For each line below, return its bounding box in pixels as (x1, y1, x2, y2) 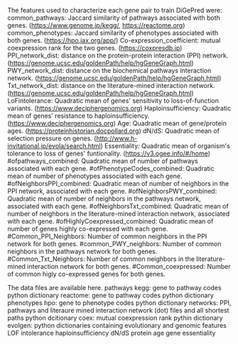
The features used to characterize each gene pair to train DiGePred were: (7, 6, 222, 14)
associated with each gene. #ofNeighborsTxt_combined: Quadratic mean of (7, 202, 229, 210)
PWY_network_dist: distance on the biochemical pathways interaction (7, 67, 212, 74)
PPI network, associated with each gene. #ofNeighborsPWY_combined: (7, 187, 217, 195)
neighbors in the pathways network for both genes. (7, 248, 158, 255)
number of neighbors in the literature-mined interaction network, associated (7, 209, 230, 218)
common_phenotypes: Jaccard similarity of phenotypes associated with (7, 28, 219, 37)
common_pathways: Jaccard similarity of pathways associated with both (7, 13, 220, 22)
